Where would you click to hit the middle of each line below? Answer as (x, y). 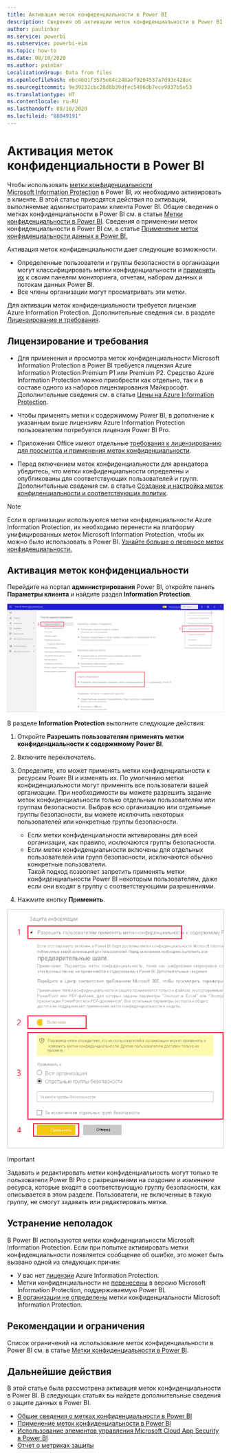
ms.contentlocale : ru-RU (43, 102)
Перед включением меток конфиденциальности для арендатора (112, 464)
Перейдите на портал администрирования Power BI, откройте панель (111, 587)
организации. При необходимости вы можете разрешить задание (114, 793)
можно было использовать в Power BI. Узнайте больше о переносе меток (115, 542)
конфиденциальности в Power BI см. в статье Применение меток (103, 228)
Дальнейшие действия (59, 1372)
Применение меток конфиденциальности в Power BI (94, 1424)
